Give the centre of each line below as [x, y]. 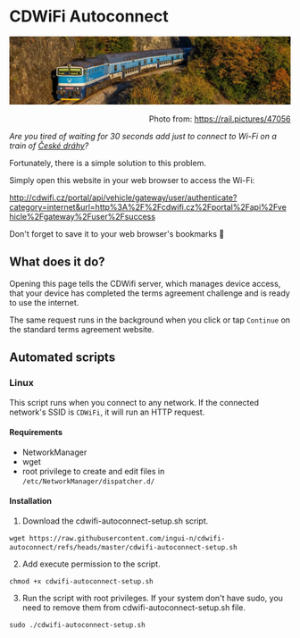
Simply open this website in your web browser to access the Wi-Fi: [132, 180]
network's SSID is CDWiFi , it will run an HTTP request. [107, 412]
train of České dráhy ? [49, 146]
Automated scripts [62, 358]
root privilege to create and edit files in [93, 471]
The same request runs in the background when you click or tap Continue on [150, 320]
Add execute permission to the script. [91, 564]
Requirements [36, 432]
